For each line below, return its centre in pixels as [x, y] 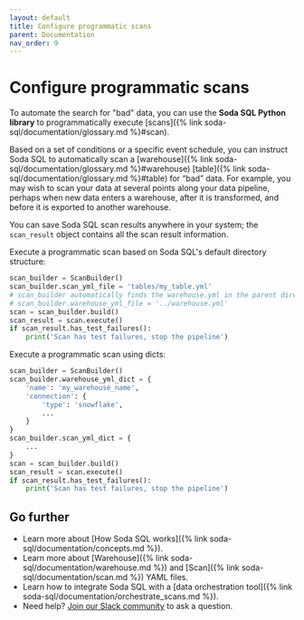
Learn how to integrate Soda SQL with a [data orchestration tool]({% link [157, 587]
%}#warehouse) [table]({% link [188, 169]
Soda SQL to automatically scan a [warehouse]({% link [111, 159]
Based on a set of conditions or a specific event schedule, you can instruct [148, 149]
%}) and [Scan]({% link [196, 568]
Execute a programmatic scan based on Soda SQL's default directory [138, 252]
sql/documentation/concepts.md [83, 548]
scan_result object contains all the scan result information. [119, 234]
